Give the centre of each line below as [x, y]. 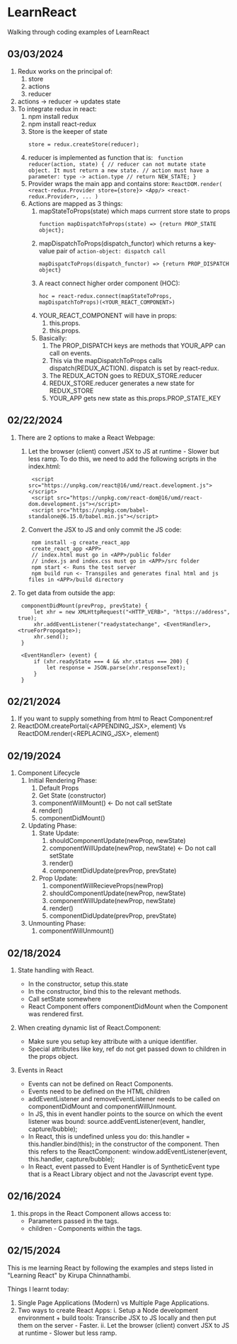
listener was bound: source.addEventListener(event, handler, [117, 1121]
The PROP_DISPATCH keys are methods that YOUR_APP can [138, 345]
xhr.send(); [51, 637]
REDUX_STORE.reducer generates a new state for [122, 383]
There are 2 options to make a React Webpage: [86, 437]
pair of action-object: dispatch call [111, 251]
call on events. [70, 353]
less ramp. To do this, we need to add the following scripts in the [122, 459]
